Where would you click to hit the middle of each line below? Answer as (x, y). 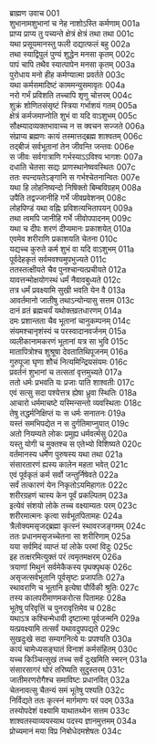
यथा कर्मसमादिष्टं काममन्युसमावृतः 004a (68, 85)
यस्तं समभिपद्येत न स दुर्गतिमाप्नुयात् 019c (69, 424)
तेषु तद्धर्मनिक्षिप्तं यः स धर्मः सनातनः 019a (68, 413)
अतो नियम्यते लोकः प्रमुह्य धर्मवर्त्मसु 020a (68, 434)
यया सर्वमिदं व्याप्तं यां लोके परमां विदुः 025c (71, 547)
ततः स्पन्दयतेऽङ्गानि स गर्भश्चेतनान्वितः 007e (75, 177)
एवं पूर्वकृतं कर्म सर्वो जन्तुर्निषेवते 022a (64, 475)
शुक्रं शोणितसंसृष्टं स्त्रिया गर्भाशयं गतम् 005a (73, 105)
